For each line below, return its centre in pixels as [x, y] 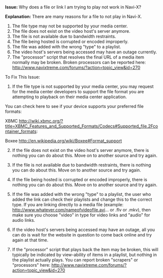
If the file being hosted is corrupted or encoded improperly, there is [80, 180]
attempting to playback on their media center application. [70, 97]
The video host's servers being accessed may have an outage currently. [84, 52]
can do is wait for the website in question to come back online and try [82, 235]
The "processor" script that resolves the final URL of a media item [78, 57]
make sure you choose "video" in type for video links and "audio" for [81, 215]
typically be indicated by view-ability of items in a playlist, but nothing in [84, 255]
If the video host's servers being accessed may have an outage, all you [83, 230]
